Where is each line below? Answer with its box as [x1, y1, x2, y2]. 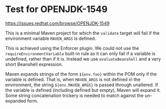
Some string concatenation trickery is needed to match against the [5, 92, 144, 98]
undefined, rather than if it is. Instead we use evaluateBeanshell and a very [5, 56, 161, 62]
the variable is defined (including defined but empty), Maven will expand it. [5, 87, 161, 93]
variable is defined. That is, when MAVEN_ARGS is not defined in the [5, 76, 141, 82]
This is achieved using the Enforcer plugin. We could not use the [5, 45, 139, 51]
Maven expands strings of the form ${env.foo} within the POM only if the [5, 71, 157, 77]
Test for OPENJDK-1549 [5, 4, 107, 15]
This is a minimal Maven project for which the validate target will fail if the [5, 30, 160, 36]
